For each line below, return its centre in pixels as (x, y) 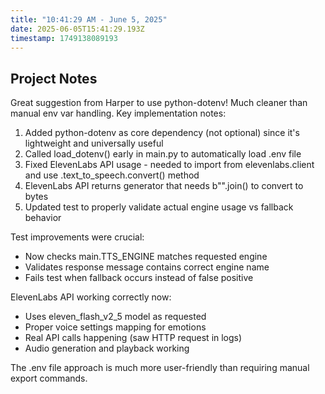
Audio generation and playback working (107, 348)
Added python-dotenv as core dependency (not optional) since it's (162, 133)
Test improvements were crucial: (77, 237)
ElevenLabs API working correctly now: (91, 297)
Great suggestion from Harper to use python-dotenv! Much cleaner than (159, 103)
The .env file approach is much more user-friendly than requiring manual (160, 368)
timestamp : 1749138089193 (64, 38)
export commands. (49, 378)
